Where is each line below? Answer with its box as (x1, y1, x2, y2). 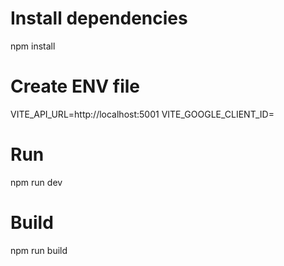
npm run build (10, 244, 68, 256)
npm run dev (10, 176, 63, 188)
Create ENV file (10, 75, 141, 98)
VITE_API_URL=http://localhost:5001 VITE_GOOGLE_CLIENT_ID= (10, 108, 275, 120)
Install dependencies (10, 7, 188, 30)
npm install (10, 40, 56, 52)
